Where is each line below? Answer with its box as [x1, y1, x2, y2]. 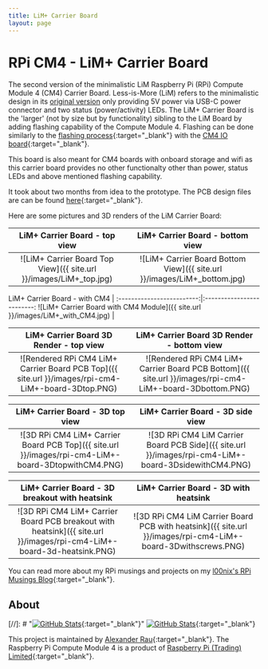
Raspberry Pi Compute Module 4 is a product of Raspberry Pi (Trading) [8, 643, 242, 653]
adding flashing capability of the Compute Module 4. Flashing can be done [8, 122, 254, 132]
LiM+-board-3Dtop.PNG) [20, 383, 118, 394]
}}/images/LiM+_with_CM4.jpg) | [8, 311, 115, 320]
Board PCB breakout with [20, 516, 116, 527]
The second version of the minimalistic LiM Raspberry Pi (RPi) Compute [8, 80, 243, 89]
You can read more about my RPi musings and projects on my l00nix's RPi [8, 566, 251, 576]
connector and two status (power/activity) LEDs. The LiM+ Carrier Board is [8, 105, 254, 115]
